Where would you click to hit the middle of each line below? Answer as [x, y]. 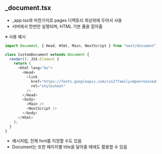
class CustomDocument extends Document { [47, 54]
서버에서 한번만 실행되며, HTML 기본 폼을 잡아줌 [57, 26]
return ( [22, 63]
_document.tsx [28, 8]
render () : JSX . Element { [34, 59]
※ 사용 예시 [15, 36]
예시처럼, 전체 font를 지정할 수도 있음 [47, 141]
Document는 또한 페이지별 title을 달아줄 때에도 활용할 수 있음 [70, 147]
